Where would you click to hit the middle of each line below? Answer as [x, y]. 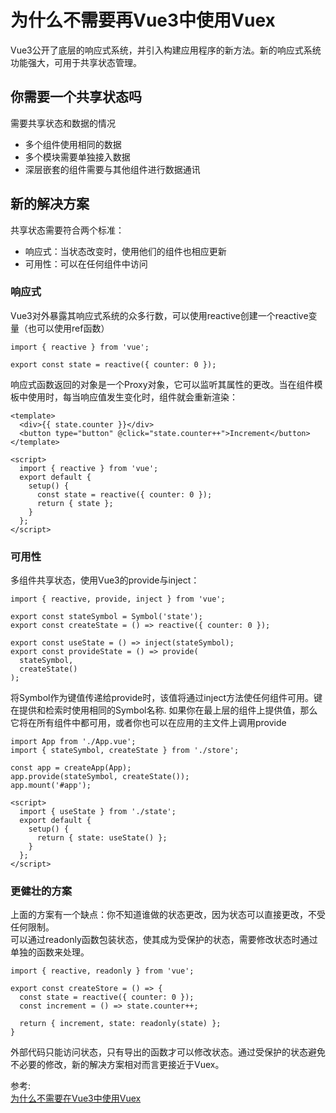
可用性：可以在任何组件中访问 [86, 263]
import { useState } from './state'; [98, 812]
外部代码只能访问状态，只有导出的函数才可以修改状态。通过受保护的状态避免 [168, 1052]
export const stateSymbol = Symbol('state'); [106, 617]
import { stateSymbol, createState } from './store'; [125, 751]
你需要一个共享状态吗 [76, 97]
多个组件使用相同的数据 [73, 144]
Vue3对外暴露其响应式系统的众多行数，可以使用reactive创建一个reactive [159, 315]
